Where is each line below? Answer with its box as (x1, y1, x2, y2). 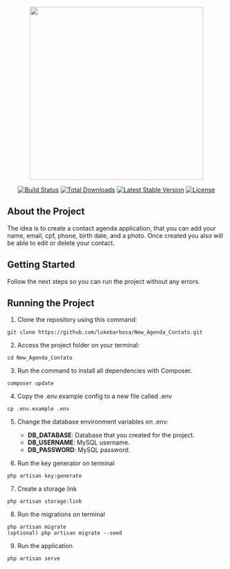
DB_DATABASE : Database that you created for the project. (27, 431, 195, 440)
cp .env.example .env (7, 406, 70, 413)
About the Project (7, 206, 85, 217)
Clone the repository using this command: (17, 316, 137, 324)
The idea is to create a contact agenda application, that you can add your (7, 224, 216, 232)
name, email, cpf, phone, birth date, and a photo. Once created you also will (7, 231, 224, 240)
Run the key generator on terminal (17, 459, 115, 467)
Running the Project (7, 298, 95, 309)
